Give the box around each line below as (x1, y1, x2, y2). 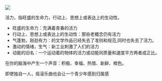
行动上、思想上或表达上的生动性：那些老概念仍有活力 (12, 31, 121, 37)
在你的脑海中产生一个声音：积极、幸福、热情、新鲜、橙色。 (5, 60, 126, 66)
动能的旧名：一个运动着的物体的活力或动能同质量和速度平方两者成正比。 (12, 50, 160, 55)
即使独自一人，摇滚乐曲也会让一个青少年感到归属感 (5, 71, 109, 77)
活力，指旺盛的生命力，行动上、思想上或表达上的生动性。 (5, 15, 122, 20)
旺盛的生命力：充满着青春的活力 (12, 25, 78, 31)
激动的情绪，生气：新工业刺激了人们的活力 (12, 43, 99, 49)
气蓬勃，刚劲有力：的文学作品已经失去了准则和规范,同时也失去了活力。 (12, 38, 157, 43)
